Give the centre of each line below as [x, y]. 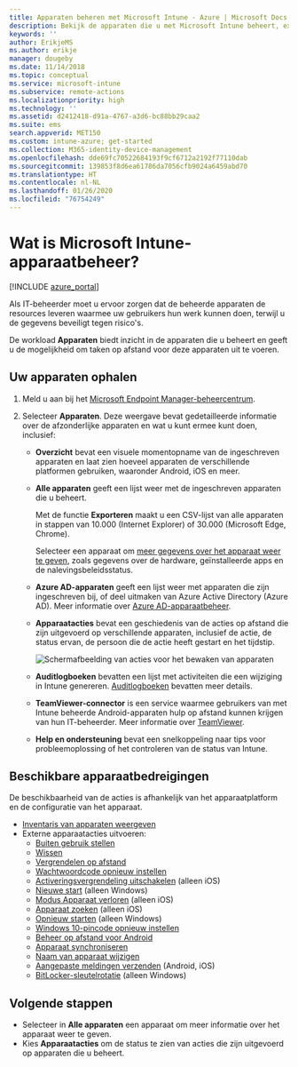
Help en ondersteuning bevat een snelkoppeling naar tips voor [150, 739]
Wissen [49, 853]
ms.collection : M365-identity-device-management [101, 149]
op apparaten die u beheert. [73, 1053]
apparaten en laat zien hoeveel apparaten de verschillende [142, 461]
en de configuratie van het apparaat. [76, 807]
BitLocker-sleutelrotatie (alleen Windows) [111, 975]
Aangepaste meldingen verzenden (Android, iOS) [125, 966]
